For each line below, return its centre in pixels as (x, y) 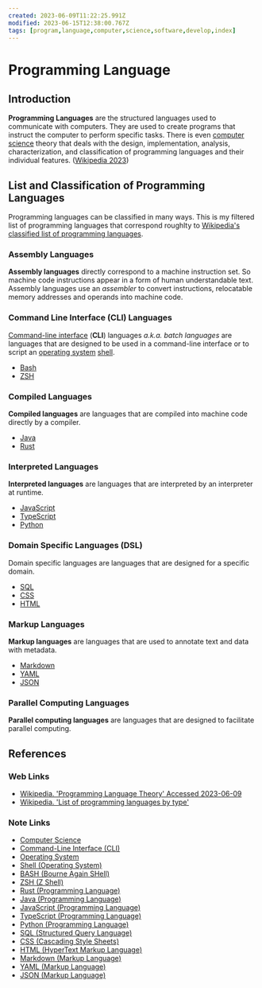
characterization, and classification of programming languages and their (126, 152)
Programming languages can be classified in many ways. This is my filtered (131, 217)
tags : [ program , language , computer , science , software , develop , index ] (122, 30)
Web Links (29, 776)
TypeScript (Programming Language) (80, 916)
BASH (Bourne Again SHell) (64, 874)
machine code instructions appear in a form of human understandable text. (131, 280)
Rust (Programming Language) (70, 891)
